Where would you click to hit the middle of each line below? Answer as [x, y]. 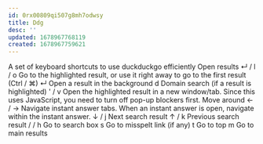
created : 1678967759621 [47, 45]
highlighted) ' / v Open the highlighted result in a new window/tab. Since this [131, 92]
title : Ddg [26, 23]
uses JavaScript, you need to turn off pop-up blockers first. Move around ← [131, 100]
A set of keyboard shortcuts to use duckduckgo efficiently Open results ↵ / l [132, 67]
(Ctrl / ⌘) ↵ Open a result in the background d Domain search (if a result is [130, 84]
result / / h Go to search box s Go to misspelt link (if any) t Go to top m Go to [131, 125]
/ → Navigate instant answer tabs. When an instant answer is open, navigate [131, 108]
